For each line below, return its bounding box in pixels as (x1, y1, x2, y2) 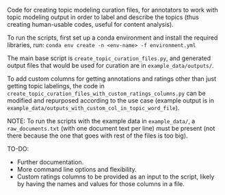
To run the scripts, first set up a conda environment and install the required (7, 34, 218, 42)
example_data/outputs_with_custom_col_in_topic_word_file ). (7, 104, 180, 112)
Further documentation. (16, 158, 84, 166)
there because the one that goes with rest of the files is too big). (7, 131, 188, 140)
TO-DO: (7, 145, 29, 153)
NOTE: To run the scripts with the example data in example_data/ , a (7, 117, 196, 125)
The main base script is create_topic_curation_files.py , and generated (7, 54, 211, 62)
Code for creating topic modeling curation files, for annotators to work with (7, 6, 219, 14)
